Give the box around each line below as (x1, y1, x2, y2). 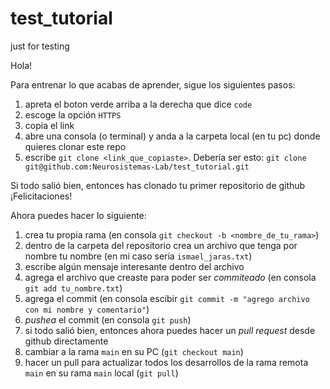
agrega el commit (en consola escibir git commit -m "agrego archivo (24, 292, 310, 304)
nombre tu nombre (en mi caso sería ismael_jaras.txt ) (24, 250, 253, 262)
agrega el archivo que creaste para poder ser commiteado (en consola (24, 271, 317, 283)
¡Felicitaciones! (10, 190, 73, 202)
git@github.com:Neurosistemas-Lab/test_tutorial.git (24, 162, 250, 172)
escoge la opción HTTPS (24, 108, 122, 121)
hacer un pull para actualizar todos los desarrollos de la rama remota (24, 356, 309, 368)
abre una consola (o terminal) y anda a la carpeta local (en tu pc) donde (24, 130, 321, 142)
